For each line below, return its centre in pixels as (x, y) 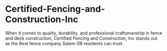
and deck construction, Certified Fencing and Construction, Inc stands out (82, 38)
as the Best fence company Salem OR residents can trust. (64, 43)
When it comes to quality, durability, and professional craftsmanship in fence (84, 33)
